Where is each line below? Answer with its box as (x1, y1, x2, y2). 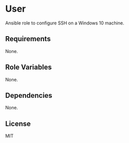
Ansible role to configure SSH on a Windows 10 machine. (5, 20, 124, 26)
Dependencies (5, 91, 52, 100)
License (5, 119, 31, 128)
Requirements (5, 35, 51, 43)
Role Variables (5, 63, 52, 72)
